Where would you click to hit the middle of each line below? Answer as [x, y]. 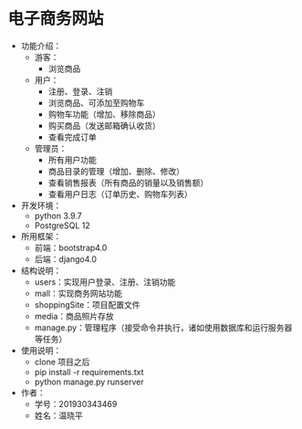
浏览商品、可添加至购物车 [96, 102]
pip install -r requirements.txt [89, 371]
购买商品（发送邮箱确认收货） [104, 125]
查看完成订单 [72, 137]
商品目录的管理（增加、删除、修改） [116, 171]
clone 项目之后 [62, 361]
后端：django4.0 [65, 259]
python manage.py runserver [89, 382]
